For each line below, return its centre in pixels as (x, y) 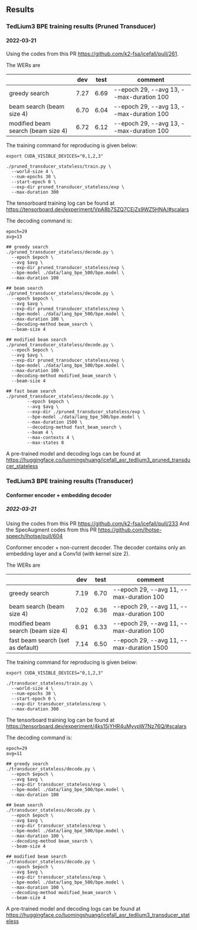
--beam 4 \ (40, 432)
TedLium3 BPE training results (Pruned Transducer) (81, 26)
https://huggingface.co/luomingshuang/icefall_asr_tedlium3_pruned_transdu (98, 460)
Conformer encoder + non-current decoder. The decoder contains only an (96, 547)
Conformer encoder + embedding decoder (59, 495)
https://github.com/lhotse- (130, 530)
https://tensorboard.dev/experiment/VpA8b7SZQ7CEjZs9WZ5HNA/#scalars (98, 209)
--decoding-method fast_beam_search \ (74, 427)
